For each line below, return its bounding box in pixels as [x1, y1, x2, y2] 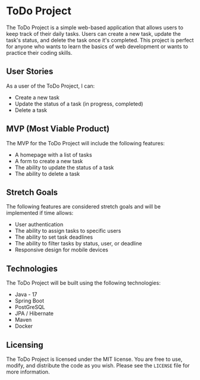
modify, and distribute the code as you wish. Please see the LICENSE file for [6, 362, 190, 369]
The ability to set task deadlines [14, 233, 93, 241]
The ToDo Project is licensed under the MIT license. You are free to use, [6, 356, 183, 363]
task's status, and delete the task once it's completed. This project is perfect [6, 36, 194, 43]
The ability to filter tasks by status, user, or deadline [14, 240, 142, 247]
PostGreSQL [14, 304, 46, 311]
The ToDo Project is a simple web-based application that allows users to [6, 24, 183, 31]
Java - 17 [14, 291, 37, 298]
